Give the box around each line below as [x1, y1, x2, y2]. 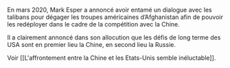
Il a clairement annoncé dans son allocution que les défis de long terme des [7, 33, 221, 41]
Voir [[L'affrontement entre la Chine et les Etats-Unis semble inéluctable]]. [7, 54, 216, 62]
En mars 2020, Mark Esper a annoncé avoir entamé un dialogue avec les [7, 6, 212, 14]
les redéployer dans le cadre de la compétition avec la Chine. [7, 20, 180, 28]
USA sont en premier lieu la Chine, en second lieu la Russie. [7, 41, 176, 48]
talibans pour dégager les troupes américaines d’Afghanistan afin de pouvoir [7, 13, 223, 21]
